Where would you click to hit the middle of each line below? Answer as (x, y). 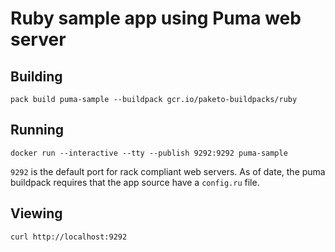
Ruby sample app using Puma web (156, 18)
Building (36, 76)
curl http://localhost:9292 (69, 237)
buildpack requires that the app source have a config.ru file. (135, 182)
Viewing (36, 213)
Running (37, 130)
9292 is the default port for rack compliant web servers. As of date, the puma (168, 171)
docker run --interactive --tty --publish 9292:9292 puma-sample (149, 153)
